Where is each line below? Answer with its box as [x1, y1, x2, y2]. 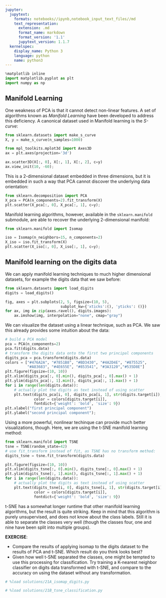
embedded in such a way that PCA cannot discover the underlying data [5, 178, 150, 184]
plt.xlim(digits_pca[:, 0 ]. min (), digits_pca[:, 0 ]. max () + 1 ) [5, 374, 138, 379]
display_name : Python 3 [14, 48, 63, 53]
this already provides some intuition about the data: [5, 327, 110, 334]
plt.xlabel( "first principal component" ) [5, 406, 92, 411]
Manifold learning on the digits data [5, 258, 117, 266]
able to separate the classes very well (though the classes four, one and [5, 519, 152, 525]
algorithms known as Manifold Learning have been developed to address [5, 112, 154, 119]
